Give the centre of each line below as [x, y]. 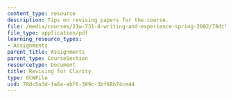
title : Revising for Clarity [49, 71]
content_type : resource [42, 13]
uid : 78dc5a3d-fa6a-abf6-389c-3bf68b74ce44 [71, 84]
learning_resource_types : [44, 39]
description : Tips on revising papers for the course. [88, 20]
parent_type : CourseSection [48, 59]
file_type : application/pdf [48, 33]
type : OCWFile [28, 78]
